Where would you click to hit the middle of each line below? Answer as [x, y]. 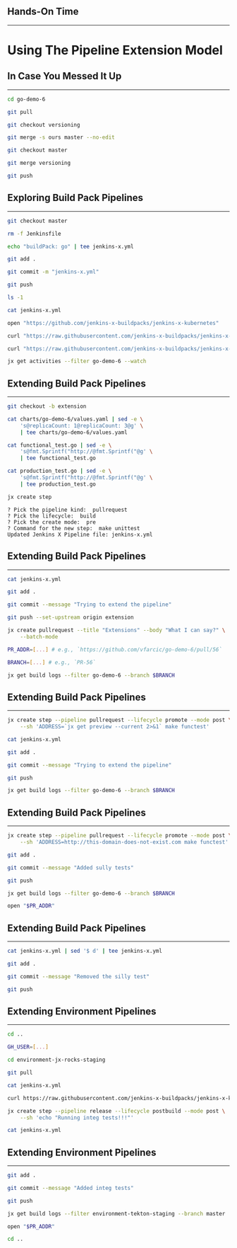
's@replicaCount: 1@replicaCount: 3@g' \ [81, 425]
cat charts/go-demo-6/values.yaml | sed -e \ [75, 419]
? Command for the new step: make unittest [74, 528]
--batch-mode [39, 636]
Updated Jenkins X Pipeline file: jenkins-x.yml [80, 534]
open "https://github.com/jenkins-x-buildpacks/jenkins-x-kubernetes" [113, 323]
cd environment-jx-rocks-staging [56, 1060]
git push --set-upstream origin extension [71, 618]
